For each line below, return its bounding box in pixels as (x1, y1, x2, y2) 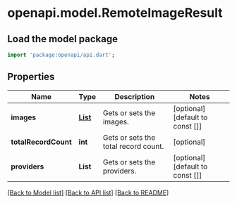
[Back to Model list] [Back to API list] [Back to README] (7, 188, 169, 197)
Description (114, 91, 155, 101)
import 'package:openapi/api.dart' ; (7, 51, 115, 58)
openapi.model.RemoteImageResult (7, 5, 224, 21)
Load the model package (7, 33, 119, 45)
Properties (7, 71, 55, 83)
